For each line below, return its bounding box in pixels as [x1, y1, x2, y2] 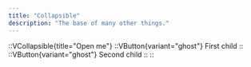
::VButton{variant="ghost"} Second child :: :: [8, 49, 154, 59]
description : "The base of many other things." [8, 19, 170, 27]
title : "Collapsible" [8, 11, 81, 20]
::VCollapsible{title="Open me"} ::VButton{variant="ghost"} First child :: [8, 41, 244, 50]
